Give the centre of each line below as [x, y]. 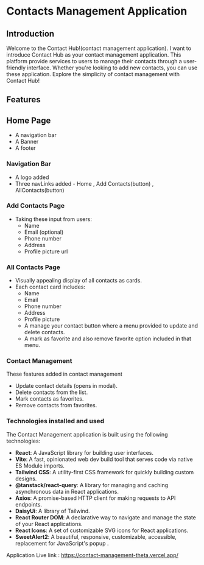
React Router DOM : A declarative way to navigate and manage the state [105, 517]
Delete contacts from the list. [51, 392]
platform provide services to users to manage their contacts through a [94, 61]
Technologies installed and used [55, 421]
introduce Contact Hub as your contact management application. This [94, 55]
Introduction [30, 34]
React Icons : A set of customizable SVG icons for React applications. [102, 530]
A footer [25, 148]
